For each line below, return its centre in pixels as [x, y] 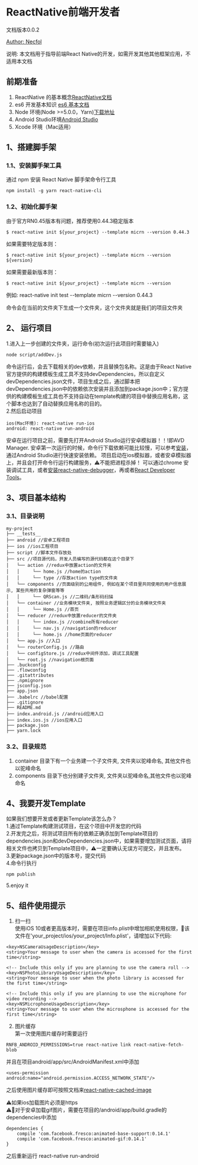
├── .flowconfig [26, 671]
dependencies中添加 [31, 1118]
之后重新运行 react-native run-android [53, 1156]
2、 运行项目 [29, 328]
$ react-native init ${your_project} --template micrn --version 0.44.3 [98, 232]
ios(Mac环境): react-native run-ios [50, 423]
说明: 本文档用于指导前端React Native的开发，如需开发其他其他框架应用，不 [98, 53]
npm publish [21, 874]
